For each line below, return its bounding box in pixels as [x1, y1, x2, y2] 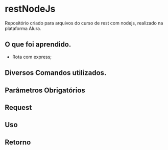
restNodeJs [5, 3, 56, 15]
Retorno [5, 138, 31, 146]
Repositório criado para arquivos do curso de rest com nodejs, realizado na [5, 20, 163, 26]
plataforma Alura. [5, 25, 41, 31]
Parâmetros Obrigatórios [5, 86, 85, 94]
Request [5, 103, 32, 112]
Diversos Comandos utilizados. [5, 68, 107, 77]
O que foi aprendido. [5, 40, 71, 49]
